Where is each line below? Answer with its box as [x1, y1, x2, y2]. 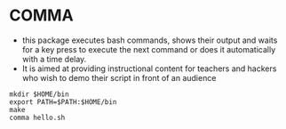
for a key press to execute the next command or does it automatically [21, 44, 276, 54]
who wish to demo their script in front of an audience [21, 72, 217, 83]
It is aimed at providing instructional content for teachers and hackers [21, 63, 277, 74]
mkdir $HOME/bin [9, 90, 69, 99]
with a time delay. [21, 53, 87, 64]
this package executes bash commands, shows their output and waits [21, 35, 278, 45]
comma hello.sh [9, 113, 66, 122]
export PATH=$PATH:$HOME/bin [9, 97, 117, 107]
